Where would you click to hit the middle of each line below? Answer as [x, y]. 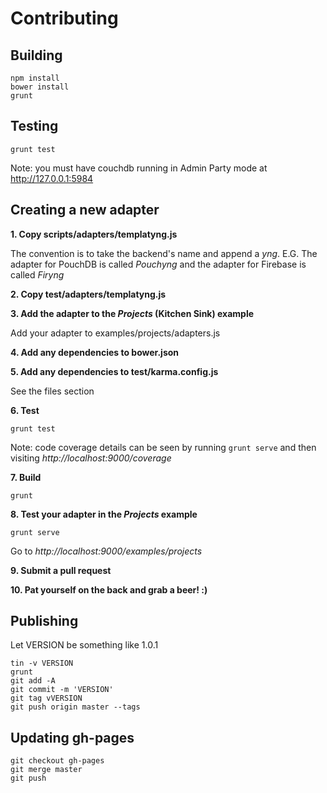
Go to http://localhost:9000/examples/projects [106, 551]
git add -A [33, 681]
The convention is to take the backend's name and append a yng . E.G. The [164, 253]
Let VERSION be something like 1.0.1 [84, 645]
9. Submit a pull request [61, 570]
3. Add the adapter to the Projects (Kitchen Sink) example [132, 313]
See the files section [52, 391]
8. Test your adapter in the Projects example [104, 514]
